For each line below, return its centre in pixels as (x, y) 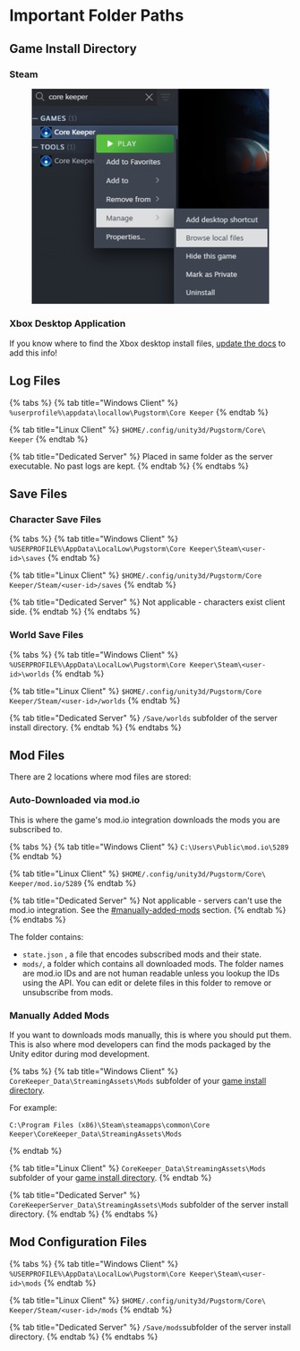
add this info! (34, 353)
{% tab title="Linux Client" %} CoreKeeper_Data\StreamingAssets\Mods (137, 1168)
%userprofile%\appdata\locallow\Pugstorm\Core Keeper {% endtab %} (139, 412)
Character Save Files (55, 519)
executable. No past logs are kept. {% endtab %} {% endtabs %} (129, 466)
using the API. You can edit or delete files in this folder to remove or (147, 983)
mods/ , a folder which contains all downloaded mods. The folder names (153, 963)
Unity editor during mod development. (80, 1054)
